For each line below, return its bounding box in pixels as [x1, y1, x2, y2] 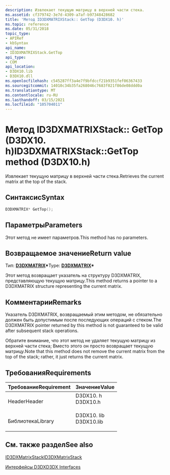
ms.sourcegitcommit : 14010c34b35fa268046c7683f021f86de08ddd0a [5, 83, 143, 88]
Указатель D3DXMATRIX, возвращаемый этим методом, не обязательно [5, 311, 163, 318]
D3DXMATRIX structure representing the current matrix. [5, 283, 123, 289]
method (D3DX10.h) [5, 156, 91, 168]
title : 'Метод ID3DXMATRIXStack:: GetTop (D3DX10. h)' [5, 17, 124, 22]
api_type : [5, 54, 26, 60]
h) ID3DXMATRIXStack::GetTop [5, 145, 139, 157]
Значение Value [75, 383, 115, 391]
